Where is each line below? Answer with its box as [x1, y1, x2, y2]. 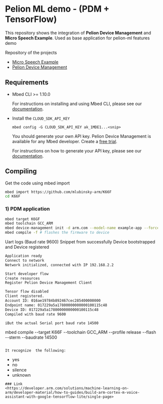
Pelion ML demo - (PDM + [5, 3, 110, 15]
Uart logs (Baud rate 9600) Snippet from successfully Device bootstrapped [5, 239, 155, 245]
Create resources [5, 276, 40, 281]
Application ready [5, 254, 42, 258]
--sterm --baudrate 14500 [5, 334, 57, 340]
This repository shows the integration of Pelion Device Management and [5, 30, 151, 36]
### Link [5, 382, 23, 386]
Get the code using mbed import [5, 180, 70, 186]
